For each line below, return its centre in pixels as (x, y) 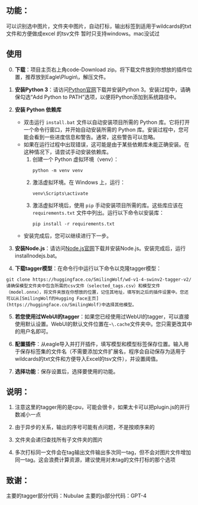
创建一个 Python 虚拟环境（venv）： (76, 159)
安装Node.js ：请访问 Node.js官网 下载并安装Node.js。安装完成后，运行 (100, 248)
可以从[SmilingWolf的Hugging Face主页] (53, 298)
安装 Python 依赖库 (38, 109)
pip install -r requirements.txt (74, 224)
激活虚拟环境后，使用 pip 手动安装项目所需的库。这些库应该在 (108, 205)
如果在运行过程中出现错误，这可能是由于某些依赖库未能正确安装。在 (106, 144)
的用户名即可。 (33, 331)
